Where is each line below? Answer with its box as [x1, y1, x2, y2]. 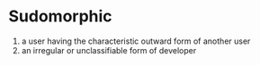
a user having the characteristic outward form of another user [21, 36, 251, 46]
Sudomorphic [8, 6, 113, 27]
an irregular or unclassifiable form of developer [21, 45, 197, 55]
